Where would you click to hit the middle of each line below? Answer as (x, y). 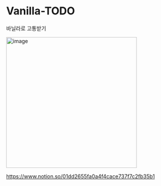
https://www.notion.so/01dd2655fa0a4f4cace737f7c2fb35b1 (80, 176)
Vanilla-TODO (41, 11)
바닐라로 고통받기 (26, 28)
